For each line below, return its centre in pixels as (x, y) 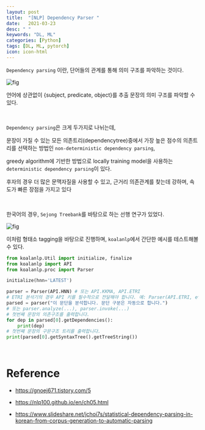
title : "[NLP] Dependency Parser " (53, 18)
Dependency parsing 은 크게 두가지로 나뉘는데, (61, 127)
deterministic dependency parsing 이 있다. (59, 168)
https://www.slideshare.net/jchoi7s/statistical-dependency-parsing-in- (104, 414)
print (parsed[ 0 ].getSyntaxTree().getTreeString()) (72, 337)
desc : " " (19, 29)
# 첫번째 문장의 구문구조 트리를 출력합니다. (54, 332)
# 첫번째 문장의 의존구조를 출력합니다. (48, 314)
